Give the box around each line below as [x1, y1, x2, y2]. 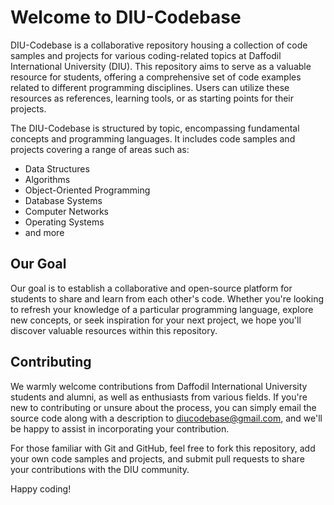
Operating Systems [24, 216, 105, 228]
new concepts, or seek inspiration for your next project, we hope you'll [10, 314, 302, 326]
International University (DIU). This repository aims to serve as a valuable [10, 60, 312, 72]
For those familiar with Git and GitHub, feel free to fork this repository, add [10, 442, 316, 454]
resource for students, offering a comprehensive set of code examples [10, 71, 302, 83]
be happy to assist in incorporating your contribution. [10, 422, 230, 435]
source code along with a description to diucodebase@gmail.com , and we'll [10, 412, 323, 424]
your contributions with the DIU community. [10, 463, 190, 475]
